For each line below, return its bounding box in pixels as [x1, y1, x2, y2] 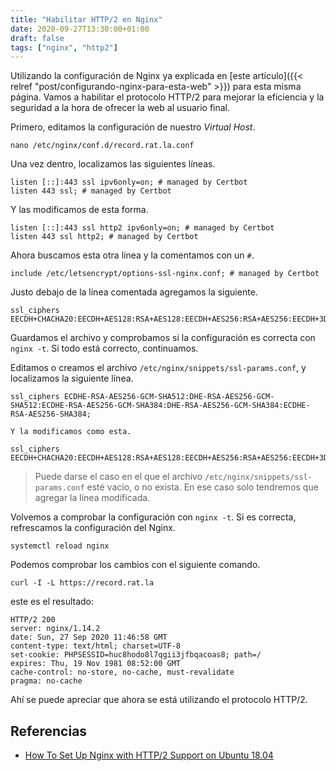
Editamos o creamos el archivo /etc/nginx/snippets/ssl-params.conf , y [10, 362, 307, 374]
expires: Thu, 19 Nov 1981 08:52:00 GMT [10, 659, 182, 669]
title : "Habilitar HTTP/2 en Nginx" [10, 14, 163, 25]
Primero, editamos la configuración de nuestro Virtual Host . [10, 121, 256, 133]
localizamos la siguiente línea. [10, 372, 134, 385]
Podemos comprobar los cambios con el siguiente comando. [10, 559, 261, 571]
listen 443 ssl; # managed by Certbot [10, 186, 172, 196]
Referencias [10, 722, 88, 740]
